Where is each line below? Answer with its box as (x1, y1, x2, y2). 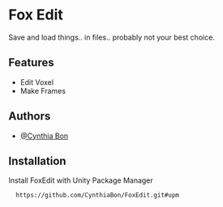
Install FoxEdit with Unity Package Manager (8, 175, 154, 185)
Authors (8, 109, 51, 123)
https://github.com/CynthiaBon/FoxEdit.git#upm (15, 192, 180, 200)
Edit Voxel (19, 77, 54, 87)
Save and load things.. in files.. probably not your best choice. (8, 32, 215, 42)
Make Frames (19, 86, 66, 95)
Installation (8, 154, 66, 167)
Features (8, 56, 54, 70)
